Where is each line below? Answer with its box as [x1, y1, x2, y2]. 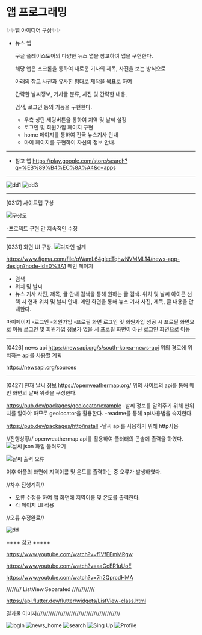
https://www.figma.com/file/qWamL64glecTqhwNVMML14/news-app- [6, 255, 180, 262]
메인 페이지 [67, 262, 93, 270]
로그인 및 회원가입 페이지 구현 [23, 123, 93, 131]
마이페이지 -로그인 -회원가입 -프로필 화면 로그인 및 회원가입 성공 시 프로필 [6, 318, 179, 325]
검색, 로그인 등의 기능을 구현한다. [14, 103, 92, 110]
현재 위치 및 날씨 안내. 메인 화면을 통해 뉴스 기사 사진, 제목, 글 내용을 [28, 297, 188, 305]
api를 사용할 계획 [22, 352, 62, 359]
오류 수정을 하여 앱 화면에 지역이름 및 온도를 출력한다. [14, 494, 140, 501]
